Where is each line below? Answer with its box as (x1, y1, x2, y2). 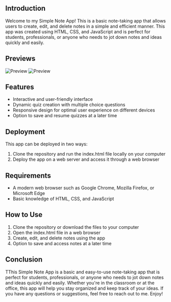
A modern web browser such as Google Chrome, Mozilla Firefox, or (12, 185, 155, 191)
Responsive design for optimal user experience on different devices (12, 107, 155, 113)
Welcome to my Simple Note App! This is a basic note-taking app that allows (5, 17, 166, 24)
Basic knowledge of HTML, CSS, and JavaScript (12, 196, 114, 202)
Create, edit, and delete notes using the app (12, 235, 106, 241)
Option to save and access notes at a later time (12, 240, 112, 246)
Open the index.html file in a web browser (12, 229, 101, 235)
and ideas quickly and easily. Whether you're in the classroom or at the (5, 279, 155, 286)
